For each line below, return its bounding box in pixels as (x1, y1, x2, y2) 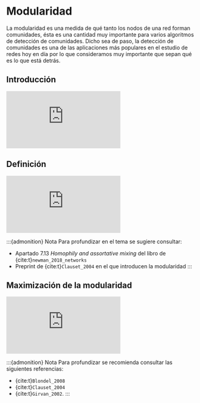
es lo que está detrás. (6, 57, 61, 64)
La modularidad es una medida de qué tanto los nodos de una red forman (6, 24, 190, 32)
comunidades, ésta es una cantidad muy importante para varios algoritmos (6, 30, 195, 38)
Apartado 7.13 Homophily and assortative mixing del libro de (15, 249, 166, 257)
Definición (6, 159, 47, 169)
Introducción (6, 74, 57, 85)
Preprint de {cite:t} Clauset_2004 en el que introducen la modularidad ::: (15, 262, 193, 269)
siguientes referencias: (6, 365, 64, 373)
